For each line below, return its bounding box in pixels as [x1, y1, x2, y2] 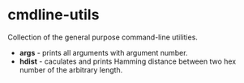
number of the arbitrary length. [19, 64, 123, 74]
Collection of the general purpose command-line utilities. [7, 32, 198, 42]
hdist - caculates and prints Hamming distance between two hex [19, 56, 237, 66]
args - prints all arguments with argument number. [19, 48, 188, 57]
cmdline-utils [7, 6, 100, 24]
